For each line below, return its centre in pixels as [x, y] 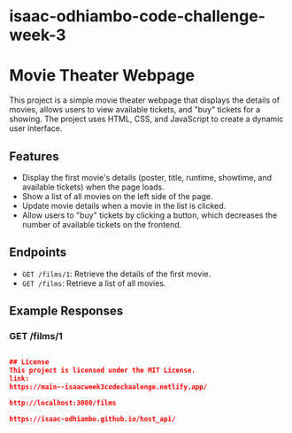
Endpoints [38, 253]
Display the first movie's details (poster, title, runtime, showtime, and [147, 177]
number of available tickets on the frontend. [102, 224]
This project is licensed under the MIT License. [103, 371]
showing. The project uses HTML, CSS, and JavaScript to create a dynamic [146, 119]
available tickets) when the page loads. [93, 187]
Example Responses [66, 311]
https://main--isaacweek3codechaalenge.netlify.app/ [108, 387]
